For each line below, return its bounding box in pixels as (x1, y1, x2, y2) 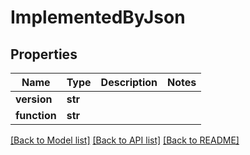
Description (100, 76, 158, 89)
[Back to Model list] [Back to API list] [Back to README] (10, 134, 240, 146)
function (15, 109, 57, 122)
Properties (10, 46, 78, 63)
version (15, 92, 53, 106)
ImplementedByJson (10, 6, 186, 29)
